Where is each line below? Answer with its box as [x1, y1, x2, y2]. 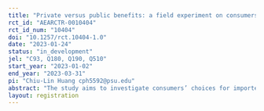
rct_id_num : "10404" [8, 26, 76, 34]
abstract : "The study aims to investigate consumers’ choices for [8, 84, 230, 92]
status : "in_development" [8, 48, 93, 55]
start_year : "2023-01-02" [8, 63, 93, 70]
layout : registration [8, 91, 79, 99]
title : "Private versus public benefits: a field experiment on [8, 11, 223, 20]
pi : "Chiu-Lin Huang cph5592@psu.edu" [8, 77, 135, 84]
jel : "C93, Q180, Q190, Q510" [8, 55, 108, 63]
